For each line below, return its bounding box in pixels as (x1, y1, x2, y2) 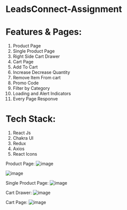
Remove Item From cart (12, 75, 61, 81)
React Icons (12, 151, 38, 157)
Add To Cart (12, 64, 38, 70)
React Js (12, 130, 31, 136)
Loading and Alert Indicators (12, 91, 71, 97)
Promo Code (12, 80, 39, 86)
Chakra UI (12, 135, 34, 141)
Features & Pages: (5, 26, 82, 38)
